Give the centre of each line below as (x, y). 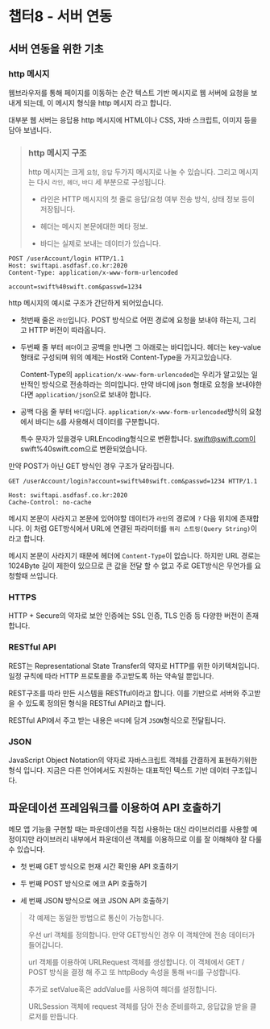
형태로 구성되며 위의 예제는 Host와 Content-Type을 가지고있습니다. (126, 357)
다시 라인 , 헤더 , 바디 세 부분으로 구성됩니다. (102, 182)
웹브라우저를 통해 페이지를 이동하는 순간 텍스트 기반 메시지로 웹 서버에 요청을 (129, 93)
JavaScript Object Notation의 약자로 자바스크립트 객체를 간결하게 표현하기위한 (133, 760)
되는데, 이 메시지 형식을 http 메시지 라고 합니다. (97, 102)
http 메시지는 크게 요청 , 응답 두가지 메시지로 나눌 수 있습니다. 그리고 (133, 172)
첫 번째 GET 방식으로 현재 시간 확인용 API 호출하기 (99, 866)
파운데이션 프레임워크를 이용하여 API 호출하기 (115, 808)
